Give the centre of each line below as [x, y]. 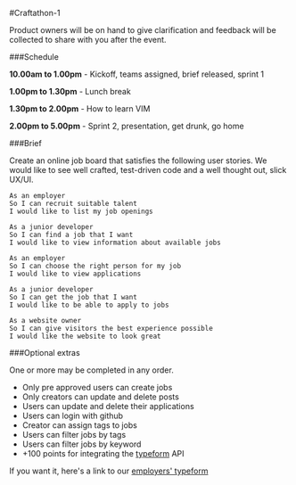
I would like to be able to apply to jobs [89, 305]
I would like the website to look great [86, 336]
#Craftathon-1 [35, 13]
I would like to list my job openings [81, 211]
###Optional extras [45, 353]
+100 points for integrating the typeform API [103, 453]
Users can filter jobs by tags [74, 435]
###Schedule [34, 57]
